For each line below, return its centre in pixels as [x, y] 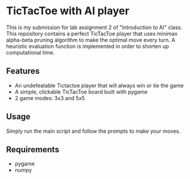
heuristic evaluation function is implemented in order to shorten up [88, 46]
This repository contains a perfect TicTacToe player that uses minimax [92, 33]
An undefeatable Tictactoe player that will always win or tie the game [99, 85]
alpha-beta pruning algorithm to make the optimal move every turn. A [91, 40]
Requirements [33, 149]
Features [23, 71]
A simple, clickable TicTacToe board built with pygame [81, 92]
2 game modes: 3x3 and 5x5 [50, 98]
